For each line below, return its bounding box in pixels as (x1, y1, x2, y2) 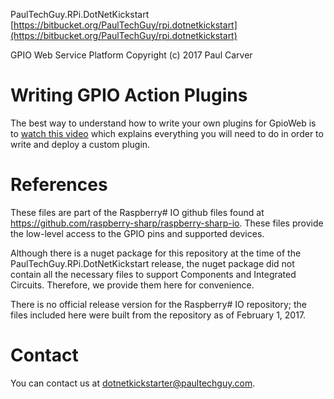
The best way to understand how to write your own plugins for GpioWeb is (10, 117, 317, 129)
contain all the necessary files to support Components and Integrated (10, 268, 297, 280)
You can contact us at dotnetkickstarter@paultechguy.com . (10, 377, 256, 389)
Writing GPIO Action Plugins (10, 84, 248, 107)
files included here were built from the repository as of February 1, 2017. (10, 309, 307, 321)
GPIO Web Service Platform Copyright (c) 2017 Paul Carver (10, 49, 253, 61)
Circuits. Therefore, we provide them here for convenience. (10, 279, 255, 291)
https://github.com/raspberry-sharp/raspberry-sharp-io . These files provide (10, 217, 324, 229)
